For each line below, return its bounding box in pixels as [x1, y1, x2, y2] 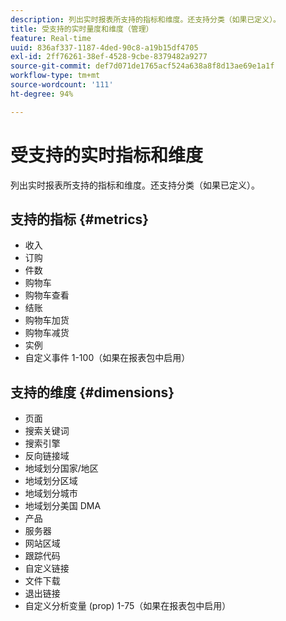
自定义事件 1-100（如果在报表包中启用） [24, 352, 191, 364]
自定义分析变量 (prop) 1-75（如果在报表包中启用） [24, 600, 232, 612]
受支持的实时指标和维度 [10, 144, 204, 166]
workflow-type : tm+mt [10, 71, 101, 81]
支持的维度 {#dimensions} [10, 384, 175, 401]
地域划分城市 [24, 487, 78, 500]
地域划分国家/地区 [24, 462, 99, 475]
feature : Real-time [10, 33, 92, 43]
